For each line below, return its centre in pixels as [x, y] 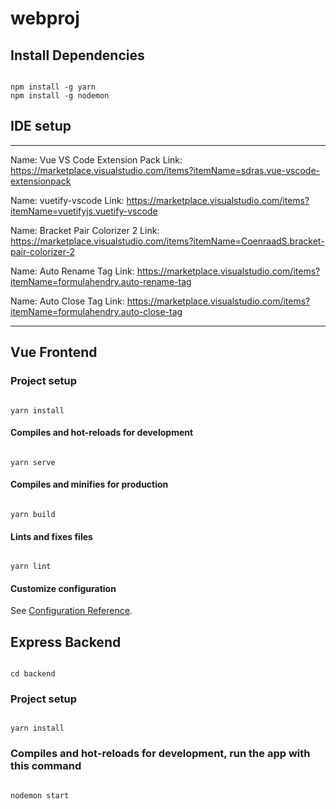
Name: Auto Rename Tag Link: [72, 271]
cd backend [33, 674]
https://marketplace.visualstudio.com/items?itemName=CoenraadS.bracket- [167, 241]
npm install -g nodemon [60, 96]
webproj [45, 18]
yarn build [33, 514]
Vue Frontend [54, 352]
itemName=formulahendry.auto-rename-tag [101, 281]
